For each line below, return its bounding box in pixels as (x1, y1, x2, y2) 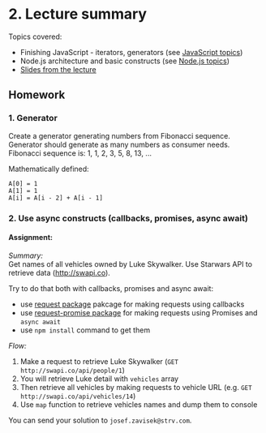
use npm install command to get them (19, 325, 151, 335)
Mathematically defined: (8, 164, 89, 174)
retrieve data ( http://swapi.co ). (8, 268, 111, 277)
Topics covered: (8, 32, 62, 41)
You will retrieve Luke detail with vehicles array (19, 374, 179, 384)
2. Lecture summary (8, 5, 148, 24)
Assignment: (8, 233, 53, 242)
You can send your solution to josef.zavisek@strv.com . (8, 415, 192, 425)
